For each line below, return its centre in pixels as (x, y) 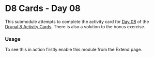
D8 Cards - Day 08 (43, 8)
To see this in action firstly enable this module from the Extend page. (74, 50)
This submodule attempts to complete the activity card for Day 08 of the (77, 22)
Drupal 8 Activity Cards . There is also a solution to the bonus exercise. (75, 26)
